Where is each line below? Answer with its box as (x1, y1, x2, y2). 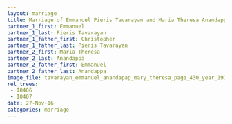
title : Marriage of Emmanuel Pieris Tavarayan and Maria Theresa (7, 17, 199, 23)
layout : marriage (7, 10, 57, 17)
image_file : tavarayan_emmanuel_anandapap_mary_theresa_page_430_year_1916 (7, 74, 230, 81)
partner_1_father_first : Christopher (7, 36, 116, 43)
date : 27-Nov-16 (7, 100, 54, 107)
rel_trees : (7, 81, 39, 87)
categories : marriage (7, 106, 70, 113)
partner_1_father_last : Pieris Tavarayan (7, 42, 128, 49)
